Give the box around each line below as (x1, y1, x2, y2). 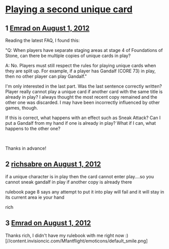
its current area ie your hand (5, 194, 64, 200)
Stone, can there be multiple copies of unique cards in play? (5, 52, 131, 59)
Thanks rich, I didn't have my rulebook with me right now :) (5, 232, 128, 238)
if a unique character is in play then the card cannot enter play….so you (5, 173, 154, 179)
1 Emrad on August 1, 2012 (5, 24, 90, 33)
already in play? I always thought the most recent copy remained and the (5, 94, 157, 100)
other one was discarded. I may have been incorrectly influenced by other (5, 99, 160, 105)
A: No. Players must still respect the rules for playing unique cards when (5, 63, 156, 68)
